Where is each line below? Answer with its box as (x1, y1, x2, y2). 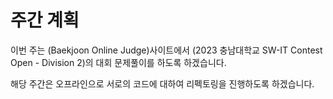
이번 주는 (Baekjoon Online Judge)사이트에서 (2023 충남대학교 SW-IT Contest (10, 44, 323, 56)
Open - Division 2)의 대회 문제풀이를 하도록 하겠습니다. (10, 56, 227, 68)
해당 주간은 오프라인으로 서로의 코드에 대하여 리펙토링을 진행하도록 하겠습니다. (10, 77, 315, 90)
